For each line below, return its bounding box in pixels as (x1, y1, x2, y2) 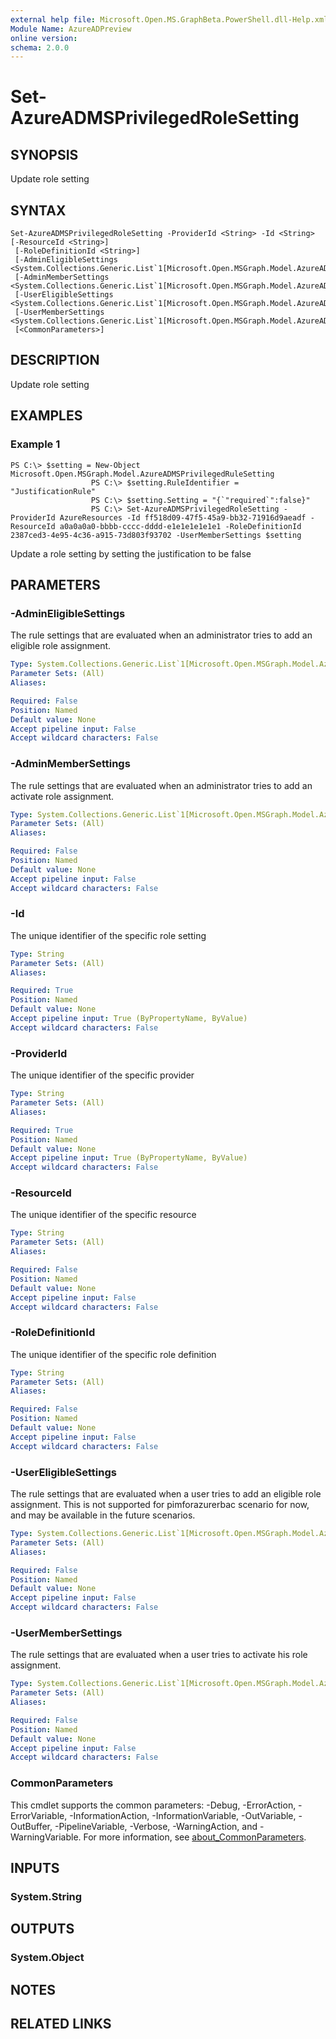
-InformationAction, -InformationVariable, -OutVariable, (69, 1809, 297, 1821)
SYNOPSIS (10, 146, 79, 163)
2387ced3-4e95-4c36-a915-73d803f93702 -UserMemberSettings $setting (10, 530, 302, 540)
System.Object (10, 1951, 85, 1965)
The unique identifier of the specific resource (10, 1209, 197, 1221)
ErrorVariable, (10, 1809, 68, 1821)
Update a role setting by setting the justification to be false (10, 547, 252, 560)
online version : (10, 33, 78, 43)
